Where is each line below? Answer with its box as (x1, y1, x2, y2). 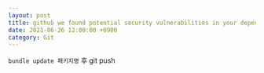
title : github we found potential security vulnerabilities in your (8, 19, 237, 27)
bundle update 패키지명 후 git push (8, 56, 115, 65)
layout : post (8, 11, 51, 20)
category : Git (8, 33, 55, 42)
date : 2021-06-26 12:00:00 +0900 (8, 26, 118, 34)
